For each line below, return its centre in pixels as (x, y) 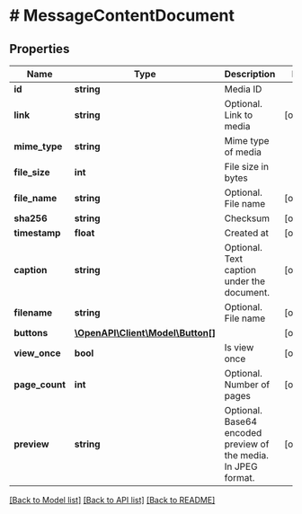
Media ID (243, 89)
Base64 (241, 421)
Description (250, 74)
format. (240, 478)
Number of (247, 385)
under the (245, 281)
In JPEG (241, 466)
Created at (247, 233)
